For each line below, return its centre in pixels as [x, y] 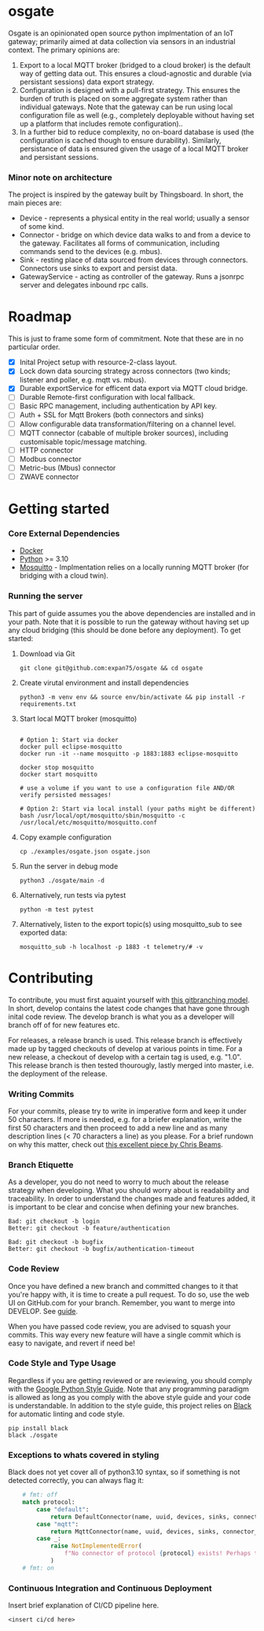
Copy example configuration [66, 837]
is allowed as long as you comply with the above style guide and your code [130, 1397]
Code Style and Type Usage [62, 1363]
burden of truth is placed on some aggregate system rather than [123, 98]
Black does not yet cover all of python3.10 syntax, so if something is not [124, 1472]
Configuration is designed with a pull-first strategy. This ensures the [130, 90]
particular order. [34, 347]
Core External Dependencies [64, 533]
